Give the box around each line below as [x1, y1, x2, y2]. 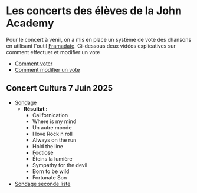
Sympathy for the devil [32, 161, 87, 168]
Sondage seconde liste [14, 180, 71, 187]
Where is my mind [32, 118, 77, 125]
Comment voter [14, 60, 53, 67]
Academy [6, 16, 54, 30]
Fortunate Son [32, 174, 67, 181]
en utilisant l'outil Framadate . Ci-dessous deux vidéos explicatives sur [6, 42, 176, 49]
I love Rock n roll [32, 130, 73, 137]
